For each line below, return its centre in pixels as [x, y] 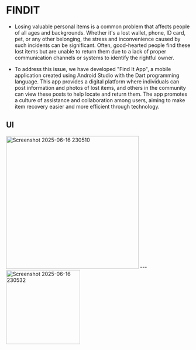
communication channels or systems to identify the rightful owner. [94, 58]
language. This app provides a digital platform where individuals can [97, 81]
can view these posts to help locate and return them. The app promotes [101, 94]
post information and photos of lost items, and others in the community [100, 87]
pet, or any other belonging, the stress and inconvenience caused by [97, 39]
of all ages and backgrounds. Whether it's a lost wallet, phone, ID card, [100, 32]
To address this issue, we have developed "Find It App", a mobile [93, 69]
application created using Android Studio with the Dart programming [97, 75]
